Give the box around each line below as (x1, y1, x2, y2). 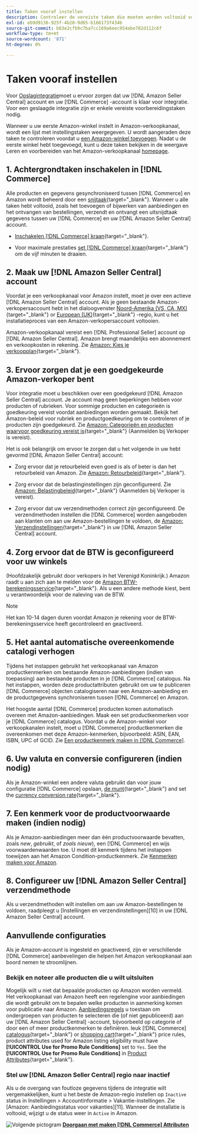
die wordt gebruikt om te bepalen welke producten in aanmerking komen (6, 1000, 183, 1007)
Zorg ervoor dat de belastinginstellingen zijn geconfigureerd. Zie (14, 481, 171, 488)
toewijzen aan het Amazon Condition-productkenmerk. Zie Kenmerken (6, 852, 177, 859)
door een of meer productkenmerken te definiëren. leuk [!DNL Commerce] (6, 1025, 187, 1032)
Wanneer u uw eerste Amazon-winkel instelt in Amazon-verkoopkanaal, (6, 122, 180, 129)
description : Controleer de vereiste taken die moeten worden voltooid (6, 14, 186, 20)
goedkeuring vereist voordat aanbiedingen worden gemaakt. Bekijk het (6, 409, 179, 416)
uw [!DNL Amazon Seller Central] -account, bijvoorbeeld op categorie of (6, 1019, 182, 1026)
